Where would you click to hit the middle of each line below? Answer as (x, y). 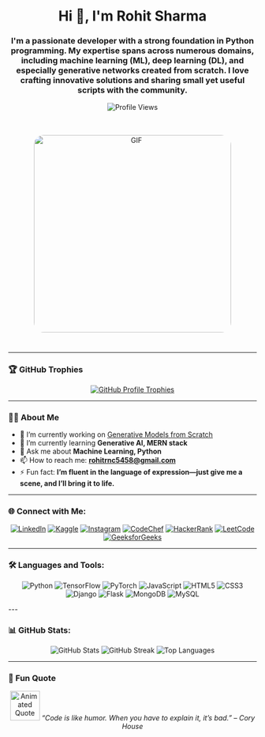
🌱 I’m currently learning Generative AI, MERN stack (103, 443)
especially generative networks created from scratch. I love (132, 70)
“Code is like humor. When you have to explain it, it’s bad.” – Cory (148, 718)
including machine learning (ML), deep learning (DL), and (132, 61)
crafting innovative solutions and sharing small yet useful (132, 81)
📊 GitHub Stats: (39, 630)
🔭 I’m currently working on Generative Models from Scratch (116, 434)
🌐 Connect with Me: (47, 511)
